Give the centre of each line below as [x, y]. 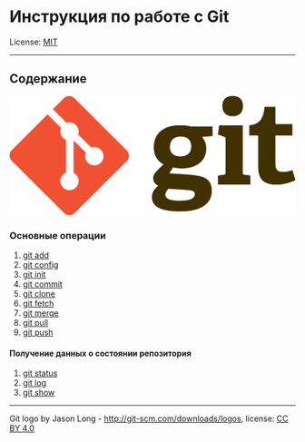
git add [36, 255]
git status [40, 373]
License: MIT [34, 42]
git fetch [38, 304]
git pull [35, 323]
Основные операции [58, 235]
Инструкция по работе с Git [119, 17]
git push [38, 332]
